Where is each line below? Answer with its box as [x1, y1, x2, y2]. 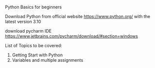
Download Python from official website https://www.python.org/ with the [5, 14, 151, 19]
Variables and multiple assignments [12, 57, 84, 63]
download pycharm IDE [5, 28, 52, 34]
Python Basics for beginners [5, 4, 62, 10]
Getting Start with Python [12, 52, 63, 58]
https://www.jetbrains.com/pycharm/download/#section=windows [5, 34, 138, 39]
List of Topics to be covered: [5, 43, 62, 48]
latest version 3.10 [5, 19, 41, 24]
